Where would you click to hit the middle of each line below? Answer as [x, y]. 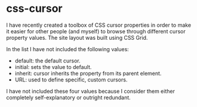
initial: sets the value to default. [53, 67]
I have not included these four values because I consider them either [90, 91]
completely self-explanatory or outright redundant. [69, 97]
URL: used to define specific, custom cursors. [71, 80]
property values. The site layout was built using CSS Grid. [77, 37]
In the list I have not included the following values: [68, 49]
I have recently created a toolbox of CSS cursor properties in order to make [99, 25]
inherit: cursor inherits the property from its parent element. [88, 73]
